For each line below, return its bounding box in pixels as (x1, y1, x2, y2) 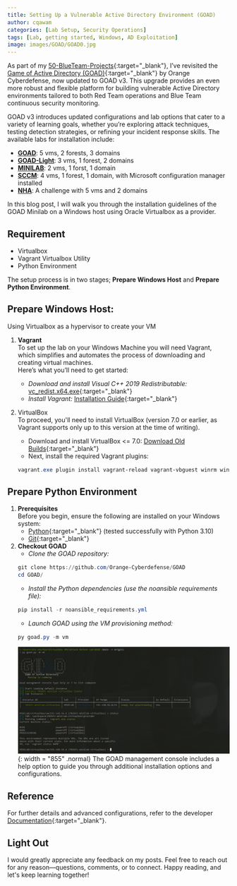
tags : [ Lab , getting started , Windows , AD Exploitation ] (7, 34, 178, 41)
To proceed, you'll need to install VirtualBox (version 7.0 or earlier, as (17, 415, 217, 424)
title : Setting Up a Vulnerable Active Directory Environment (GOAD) (7, 11, 217, 18)
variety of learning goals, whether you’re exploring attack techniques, (7, 120, 210, 128)
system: (17, 520, 41, 528)
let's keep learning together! (7, 870, 90, 879)
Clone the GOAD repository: (28, 549, 109, 558)
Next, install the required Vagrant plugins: (28, 452, 150, 460)
